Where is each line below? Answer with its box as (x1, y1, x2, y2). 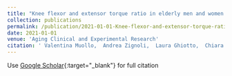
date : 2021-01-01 (7, 29, 57, 37)
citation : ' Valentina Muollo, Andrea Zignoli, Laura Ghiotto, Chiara (7, 42, 224, 49)
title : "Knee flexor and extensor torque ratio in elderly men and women (7, 10, 224, 17)
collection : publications (7, 17, 81, 23)
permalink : (7, 23, 39, 30)
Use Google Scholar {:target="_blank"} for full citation (7, 61, 159, 69)
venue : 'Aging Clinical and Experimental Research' (7, 36, 159, 43)
